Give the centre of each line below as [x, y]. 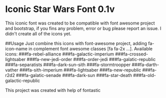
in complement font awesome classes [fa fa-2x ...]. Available [90, 48]
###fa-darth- [146, 64]
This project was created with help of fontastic [53, 90]
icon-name [16, 48]
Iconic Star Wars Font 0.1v [60, 9]
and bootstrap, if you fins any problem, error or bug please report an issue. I [83, 28]
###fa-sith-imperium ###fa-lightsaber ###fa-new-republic [80, 70]
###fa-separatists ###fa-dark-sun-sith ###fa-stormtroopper [68, 64]
